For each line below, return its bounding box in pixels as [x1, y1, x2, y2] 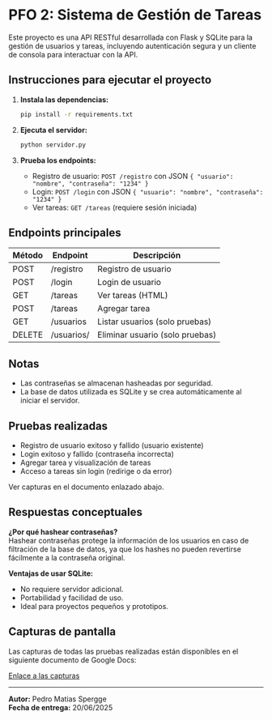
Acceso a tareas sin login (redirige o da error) [19, 466, 172, 475]
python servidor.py [19, 140, 87, 149]
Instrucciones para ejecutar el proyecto [8, 73, 212, 87]
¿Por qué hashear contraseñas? [8, 526, 118, 536]
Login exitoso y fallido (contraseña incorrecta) [19, 449, 174, 458]
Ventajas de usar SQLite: [8, 569, 93, 578]
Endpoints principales [8, 225, 121, 240]
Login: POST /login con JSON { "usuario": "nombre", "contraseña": [32, 186, 264, 196]
